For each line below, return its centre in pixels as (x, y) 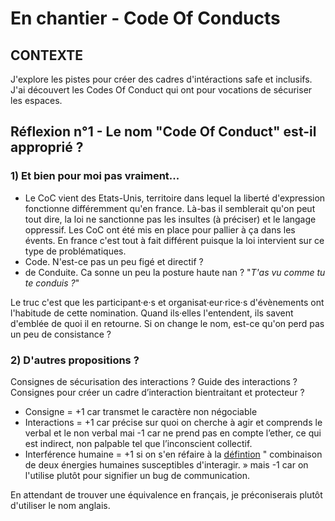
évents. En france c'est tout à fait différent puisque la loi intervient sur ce (174, 240)
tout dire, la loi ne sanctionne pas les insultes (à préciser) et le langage (170, 219)
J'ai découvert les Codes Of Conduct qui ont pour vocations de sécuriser (161, 90)
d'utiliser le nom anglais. (60, 505)
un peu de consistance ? (61, 334)
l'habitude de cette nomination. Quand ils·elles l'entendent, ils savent (152, 313)
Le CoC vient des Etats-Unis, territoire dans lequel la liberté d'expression (175, 198)
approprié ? (47, 147)
